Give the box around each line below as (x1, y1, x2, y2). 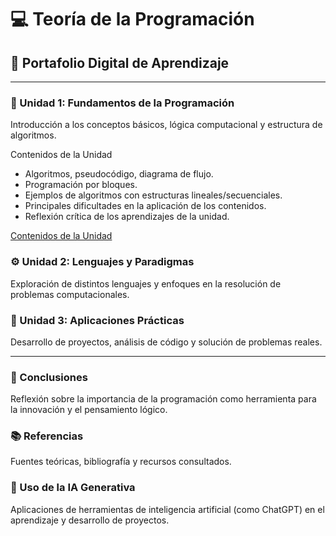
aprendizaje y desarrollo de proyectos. (10, 514, 170, 526)
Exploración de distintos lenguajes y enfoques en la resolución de (10, 277, 282, 290)
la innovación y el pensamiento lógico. (10, 404, 168, 416)
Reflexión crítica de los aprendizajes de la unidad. (24, 211, 230, 223)
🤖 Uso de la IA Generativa (10, 481, 136, 495)
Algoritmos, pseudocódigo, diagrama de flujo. (24, 168, 214, 180)
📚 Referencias (10, 429, 84, 443)
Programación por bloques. (24, 179, 138, 191)
